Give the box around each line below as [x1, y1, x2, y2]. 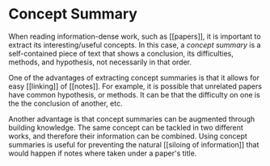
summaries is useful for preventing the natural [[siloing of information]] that [8, 139, 259, 149]
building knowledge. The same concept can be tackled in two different [8, 122, 244, 132]
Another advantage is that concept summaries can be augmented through [8, 114, 255, 123]
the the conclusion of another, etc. [8, 98, 123, 108]
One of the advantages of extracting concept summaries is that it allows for [8, 73, 260, 82]
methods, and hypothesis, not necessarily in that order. [8, 57, 192, 67]
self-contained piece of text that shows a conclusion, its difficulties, [8, 48, 234, 58]
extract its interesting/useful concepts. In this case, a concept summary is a [8, 39, 261, 49]
